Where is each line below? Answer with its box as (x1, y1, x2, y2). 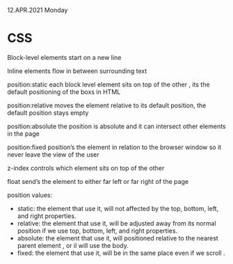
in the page (7, 129, 40, 138)
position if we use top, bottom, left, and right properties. (17, 226, 178, 235)
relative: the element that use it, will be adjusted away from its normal (17, 219, 217, 227)
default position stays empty (7, 108, 89, 117)
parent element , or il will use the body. (17, 241, 129, 249)
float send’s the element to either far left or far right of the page (7, 177, 189, 185)
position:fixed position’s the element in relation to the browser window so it (7, 143, 222, 151)
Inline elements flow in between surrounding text (7, 66, 147, 75)
